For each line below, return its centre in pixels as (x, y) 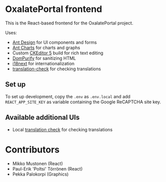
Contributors (32, 149)
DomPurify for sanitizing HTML (44, 58)
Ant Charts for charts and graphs (46, 47)
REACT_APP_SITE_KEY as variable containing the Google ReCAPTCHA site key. (83, 102)
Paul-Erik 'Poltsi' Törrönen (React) (47, 169)
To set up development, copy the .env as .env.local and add (68, 96)
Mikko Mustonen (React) (38, 164)
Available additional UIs (42, 117)
